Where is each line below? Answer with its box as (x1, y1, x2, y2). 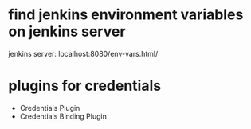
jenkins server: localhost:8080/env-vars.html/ (8, 49, 159, 58)
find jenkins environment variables (8, 6, 244, 24)
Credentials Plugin (19, 103, 80, 112)
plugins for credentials (8, 77, 162, 95)
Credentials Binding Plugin (19, 111, 108, 121)
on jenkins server (8, 22, 126, 41)
